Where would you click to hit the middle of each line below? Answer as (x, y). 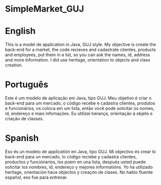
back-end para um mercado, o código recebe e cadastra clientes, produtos (80, 103)
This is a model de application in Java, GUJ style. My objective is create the (80, 45)
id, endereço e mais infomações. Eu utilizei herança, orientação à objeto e (79, 114)
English (20, 31)
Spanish (22, 138)
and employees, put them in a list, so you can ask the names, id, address (78, 55)
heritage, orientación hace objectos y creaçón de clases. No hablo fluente (79, 172)
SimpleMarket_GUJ (45, 9)
